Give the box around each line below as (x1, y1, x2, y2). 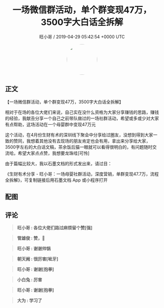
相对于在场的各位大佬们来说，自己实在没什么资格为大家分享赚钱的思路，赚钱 (5, 109, 159, 115)
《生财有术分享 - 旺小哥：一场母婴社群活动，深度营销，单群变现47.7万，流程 (5, 171, 159, 176)
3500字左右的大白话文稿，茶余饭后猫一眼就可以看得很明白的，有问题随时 (5, 144, 153, 150)
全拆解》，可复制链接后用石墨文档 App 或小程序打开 (5, 177, 108, 183)
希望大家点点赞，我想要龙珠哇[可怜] (18, 150, 90, 156)
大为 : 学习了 (17, 297, 42, 303)
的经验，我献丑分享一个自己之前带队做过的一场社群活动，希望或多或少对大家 (5, 115, 159, 121)
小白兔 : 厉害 (17, 277, 42, 283)
